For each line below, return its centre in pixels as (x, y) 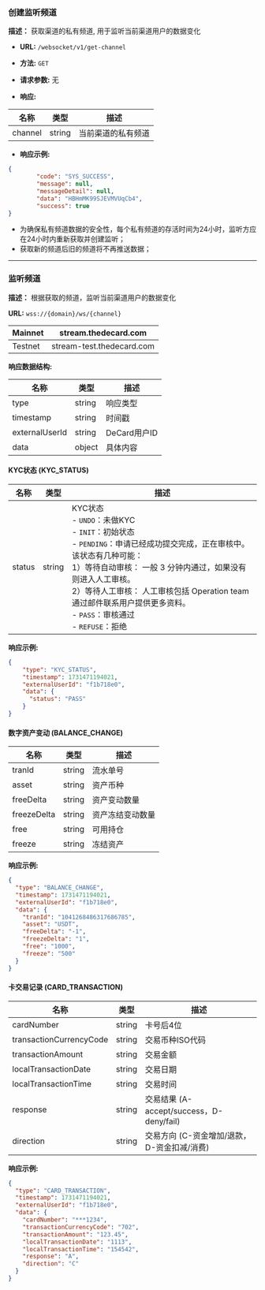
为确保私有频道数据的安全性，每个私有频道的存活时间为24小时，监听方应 (138, 229)
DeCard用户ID (132, 433)
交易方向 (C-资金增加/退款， (198, 1135)
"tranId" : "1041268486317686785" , (79, 917)
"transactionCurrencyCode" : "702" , (81, 1227)
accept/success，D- (184, 1111)
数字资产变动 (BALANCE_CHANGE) (66, 733)
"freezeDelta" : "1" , (56, 939)
